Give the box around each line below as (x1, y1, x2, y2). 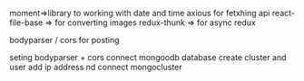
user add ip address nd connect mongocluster (9, 62, 183, 72)
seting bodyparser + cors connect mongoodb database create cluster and (9, 52, 287, 62)
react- (271, 8, 295, 18)
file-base (9, 17, 44, 28)
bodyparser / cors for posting (9, 35, 120, 45)
